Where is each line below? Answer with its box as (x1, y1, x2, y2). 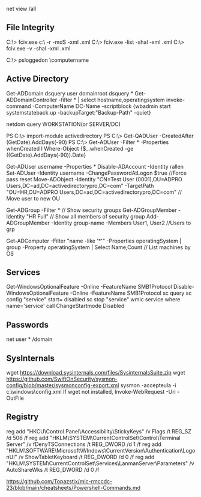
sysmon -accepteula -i (120, 382, 176, 389)
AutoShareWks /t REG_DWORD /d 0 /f (6, 466, 100, 473)
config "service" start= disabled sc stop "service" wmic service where (6, 296, 181, 303)
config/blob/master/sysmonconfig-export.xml (6, 382, 119, 389)
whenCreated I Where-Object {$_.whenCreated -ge (6, 145, 134, 152)
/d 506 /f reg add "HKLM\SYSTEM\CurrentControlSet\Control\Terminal (6, 434, 181, 441)
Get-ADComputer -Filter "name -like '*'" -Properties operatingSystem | (6, 237, 182, 244)
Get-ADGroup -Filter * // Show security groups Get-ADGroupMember (6, 206, 177, 214)
